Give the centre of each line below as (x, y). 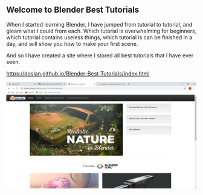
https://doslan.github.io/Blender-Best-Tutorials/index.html (78, 73)
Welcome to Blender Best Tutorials (73, 10)
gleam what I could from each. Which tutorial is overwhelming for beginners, (101, 31)
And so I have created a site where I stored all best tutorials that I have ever (100, 55)
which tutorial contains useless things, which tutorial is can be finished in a (99, 37)
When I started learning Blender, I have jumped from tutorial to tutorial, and (99, 24)
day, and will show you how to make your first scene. (72, 43)
